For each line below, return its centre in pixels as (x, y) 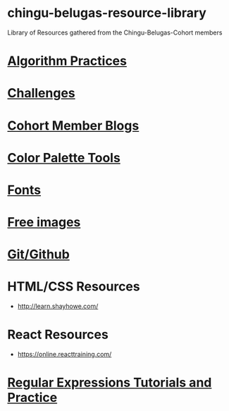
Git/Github (39, 254)
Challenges (41, 93)
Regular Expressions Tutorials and (110, 383)
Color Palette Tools (64, 158)
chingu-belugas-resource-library (107, 13)
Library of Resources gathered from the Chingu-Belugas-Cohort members (115, 32)
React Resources (58, 335)
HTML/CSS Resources (74, 287)
